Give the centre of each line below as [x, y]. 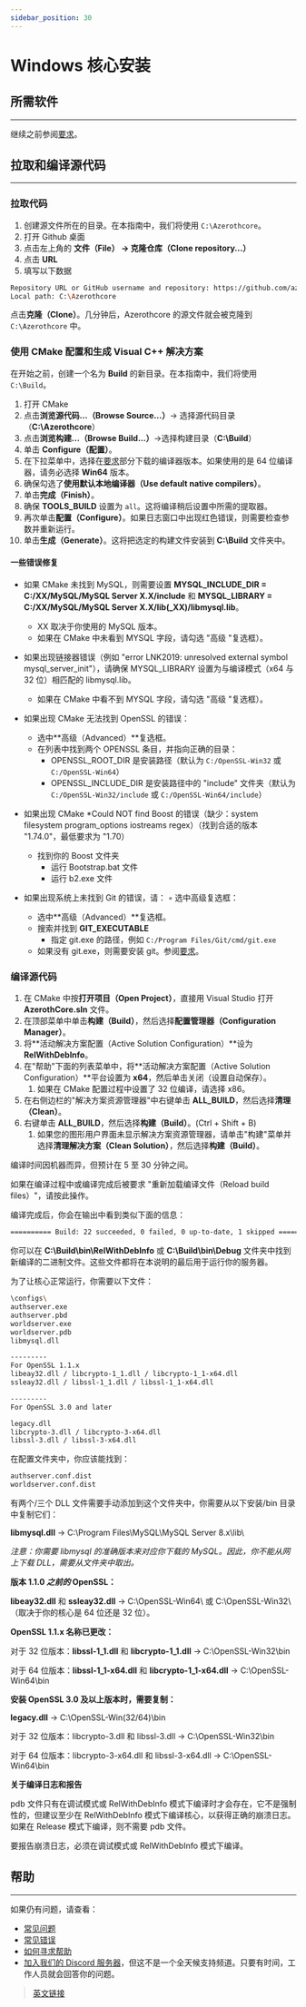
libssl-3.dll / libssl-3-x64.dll [74, 1441]
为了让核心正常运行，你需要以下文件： [82, 1282]
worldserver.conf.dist [53, 1485]
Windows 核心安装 [80, 65]
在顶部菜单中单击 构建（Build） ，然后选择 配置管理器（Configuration [149, 1021]
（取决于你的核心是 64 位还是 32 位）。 [83, 1613]
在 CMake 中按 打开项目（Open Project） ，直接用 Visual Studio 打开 [148, 999]
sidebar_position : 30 [51, 18]
